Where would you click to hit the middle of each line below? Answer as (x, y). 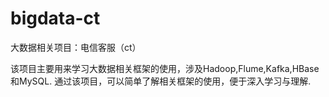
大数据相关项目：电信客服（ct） (76, 47)
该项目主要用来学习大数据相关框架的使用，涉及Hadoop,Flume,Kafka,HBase (165, 68)
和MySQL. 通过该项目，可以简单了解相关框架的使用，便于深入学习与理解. (161, 81)
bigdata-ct (55, 18)
